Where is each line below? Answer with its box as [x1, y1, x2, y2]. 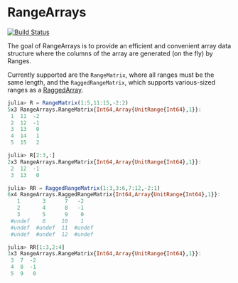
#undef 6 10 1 [10, 218, 84, 225]
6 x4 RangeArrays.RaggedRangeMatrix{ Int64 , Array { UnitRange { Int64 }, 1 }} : [7, 191, 221, 198]
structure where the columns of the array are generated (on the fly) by [7, 49, 213, 58]
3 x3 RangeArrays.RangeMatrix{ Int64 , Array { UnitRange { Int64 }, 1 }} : [7, 250, 202, 257]
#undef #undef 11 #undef [10, 224, 94, 231]
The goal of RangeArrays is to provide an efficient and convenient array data [7, 41, 232, 50]
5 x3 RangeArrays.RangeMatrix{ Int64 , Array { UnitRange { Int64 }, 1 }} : [7, 106, 202, 113]
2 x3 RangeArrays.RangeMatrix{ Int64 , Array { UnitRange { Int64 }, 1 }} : [7, 158, 202, 166]
